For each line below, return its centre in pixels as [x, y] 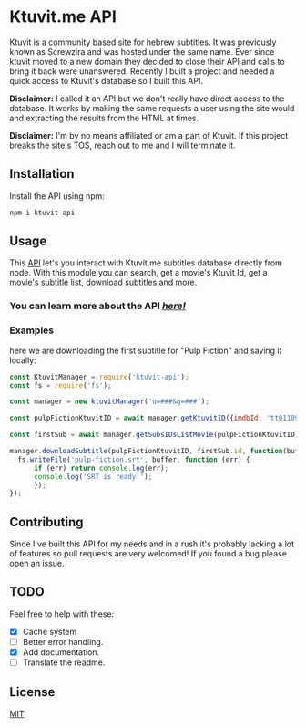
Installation [42, 174]
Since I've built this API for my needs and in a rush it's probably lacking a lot [152, 544]
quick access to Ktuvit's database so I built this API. [106, 80]
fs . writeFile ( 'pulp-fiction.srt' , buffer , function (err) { [134, 459]
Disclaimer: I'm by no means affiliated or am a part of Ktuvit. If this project [149, 135]
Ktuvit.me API [63, 17]
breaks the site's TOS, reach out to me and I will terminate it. [122, 145]
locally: [23, 360]
